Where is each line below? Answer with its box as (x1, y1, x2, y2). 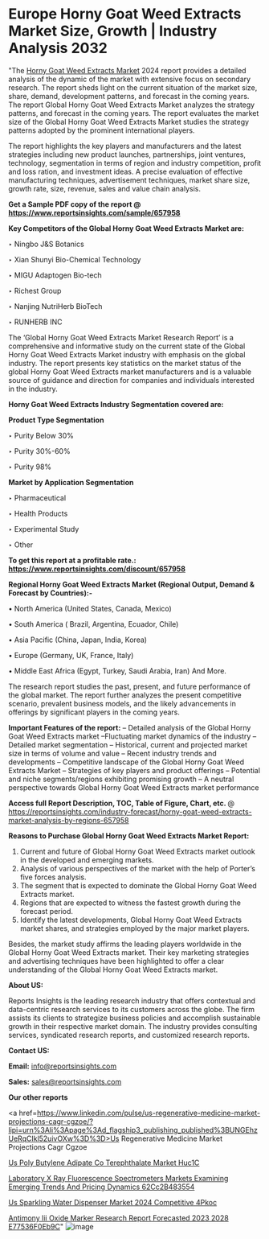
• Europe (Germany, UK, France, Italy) (8, 650, 134, 660)
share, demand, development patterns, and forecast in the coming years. (8, 91, 250, 101)
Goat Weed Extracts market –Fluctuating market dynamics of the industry (8, 731, 251, 741)
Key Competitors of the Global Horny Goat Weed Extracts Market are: (8, 223, 245, 233)
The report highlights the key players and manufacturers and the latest (8, 141, 242, 150)
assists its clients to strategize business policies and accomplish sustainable (8, 1013, 261, 1023)
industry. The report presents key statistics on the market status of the (8, 358, 242, 368)
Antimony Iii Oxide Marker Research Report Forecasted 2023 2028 (8, 1212, 229, 1223)
